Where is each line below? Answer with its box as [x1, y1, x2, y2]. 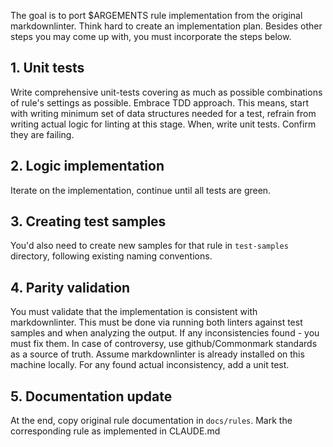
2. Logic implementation [10, 158, 165, 175]
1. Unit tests [10, 60, 85, 77]
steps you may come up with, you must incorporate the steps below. [10, 31, 292, 42]
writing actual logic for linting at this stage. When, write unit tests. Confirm [10, 118, 317, 130]
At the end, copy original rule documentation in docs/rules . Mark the [10, 415, 293, 427]
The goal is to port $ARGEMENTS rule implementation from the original [10, 10, 303, 21]
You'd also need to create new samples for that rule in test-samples [10, 240, 289, 252]
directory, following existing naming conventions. [10, 250, 213, 262]
